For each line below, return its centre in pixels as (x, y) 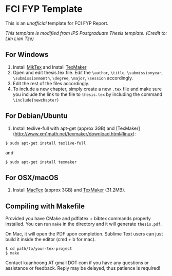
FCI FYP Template (44, 9)
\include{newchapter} (36, 100)
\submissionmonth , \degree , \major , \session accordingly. (73, 78)
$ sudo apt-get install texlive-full (46, 143)
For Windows (27, 55)
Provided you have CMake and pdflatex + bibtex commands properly (78, 219)
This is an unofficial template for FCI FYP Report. (57, 23)
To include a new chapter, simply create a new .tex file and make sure (87, 89)
